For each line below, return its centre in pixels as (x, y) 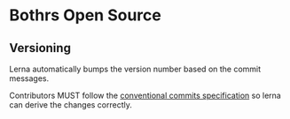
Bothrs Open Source (85, 15)
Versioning (40, 48)
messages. (29, 78)
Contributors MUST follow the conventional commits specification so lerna (145, 95)
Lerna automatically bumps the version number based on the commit (135, 69)
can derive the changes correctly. (71, 105)
